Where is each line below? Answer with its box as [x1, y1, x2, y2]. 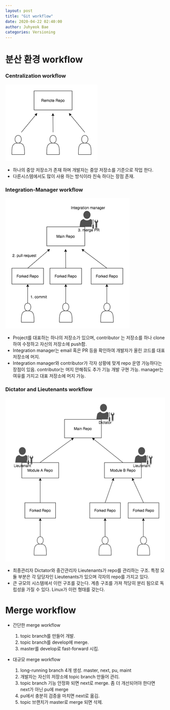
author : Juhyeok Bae [5, 24, 49, 30]
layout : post [5, 8, 33, 13]
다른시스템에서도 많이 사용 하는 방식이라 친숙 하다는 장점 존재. [12, 173, 135, 179]
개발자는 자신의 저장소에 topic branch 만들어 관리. [20, 673, 120, 679]
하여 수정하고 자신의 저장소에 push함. [12, 341, 87, 347]
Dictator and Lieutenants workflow [5, 386, 93, 393]
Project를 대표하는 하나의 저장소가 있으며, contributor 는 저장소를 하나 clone [12, 334, 165, 341]
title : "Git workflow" [5, 13, 53, 19]
